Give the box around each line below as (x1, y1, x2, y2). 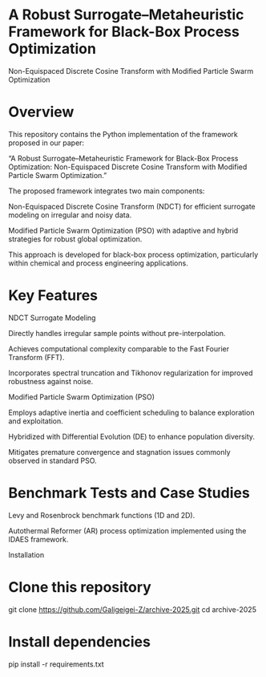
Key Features (8, 286, 99, 305)
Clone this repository (8, 578, 152, 596)
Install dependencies (8, 632, 151, 651)
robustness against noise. (8, 376, 94, 386)
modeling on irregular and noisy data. (8, 210, 132, 220)
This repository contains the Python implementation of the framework (8, 129, 239, 139)
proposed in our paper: (8, 138, 85, 148)
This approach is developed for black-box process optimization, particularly (8, 249, 259, 259)
